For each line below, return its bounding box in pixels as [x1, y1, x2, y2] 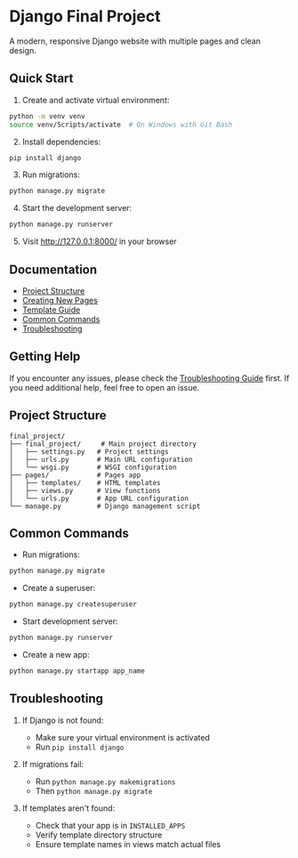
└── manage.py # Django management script [9, 501, 201, 511]
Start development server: [21, 616, 118, 627]
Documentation [9, 262, 98, 277]
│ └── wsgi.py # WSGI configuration [9, 463, 177, 472]
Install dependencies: [21, 136, 101, 147]
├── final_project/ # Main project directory [9, 439, 197, 449]
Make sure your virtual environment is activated [35, 732, 211, 742]
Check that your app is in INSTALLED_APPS [35, 820, 186, 830]
